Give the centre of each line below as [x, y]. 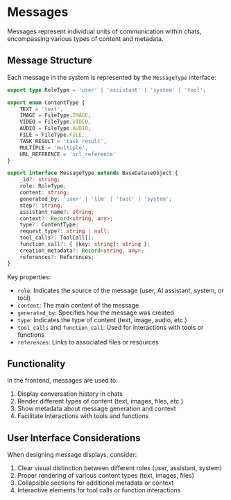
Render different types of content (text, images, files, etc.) [100, 401]
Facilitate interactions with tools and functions [83, 416]
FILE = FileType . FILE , [52, 135]
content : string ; [45, 192]
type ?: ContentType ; [49, 225]
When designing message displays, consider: [72, 455]
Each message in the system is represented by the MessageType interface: [112, 77]
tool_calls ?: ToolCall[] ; [57, 238]
